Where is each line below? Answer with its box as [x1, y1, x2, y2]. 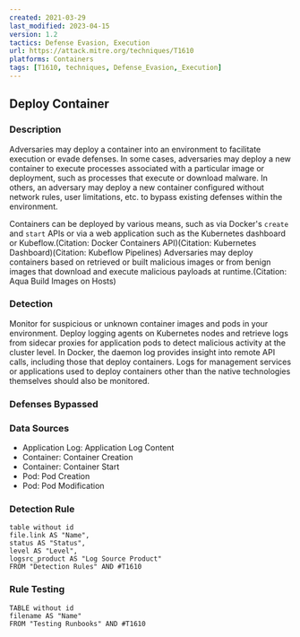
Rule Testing [9, 583, 65, 596]
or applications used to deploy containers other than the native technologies [9, 365, 291, 377]
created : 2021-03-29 [9, 13, 87, 22]
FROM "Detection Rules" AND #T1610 [9, 563, 142, 572]
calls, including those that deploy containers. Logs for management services [9, 356, 292, 367]
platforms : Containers [9, 55, 94, 64]
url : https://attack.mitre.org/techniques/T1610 [9, 47, 194, 56]
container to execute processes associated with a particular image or [9, 162, 265, 173]
